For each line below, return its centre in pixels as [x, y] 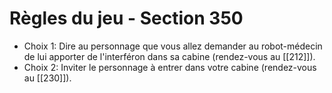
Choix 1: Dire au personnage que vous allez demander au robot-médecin [173, 46]
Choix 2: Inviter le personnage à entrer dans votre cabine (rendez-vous [170, 67]
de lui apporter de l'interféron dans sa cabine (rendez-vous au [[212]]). [169, 56]
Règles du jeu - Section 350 [126, 18]
